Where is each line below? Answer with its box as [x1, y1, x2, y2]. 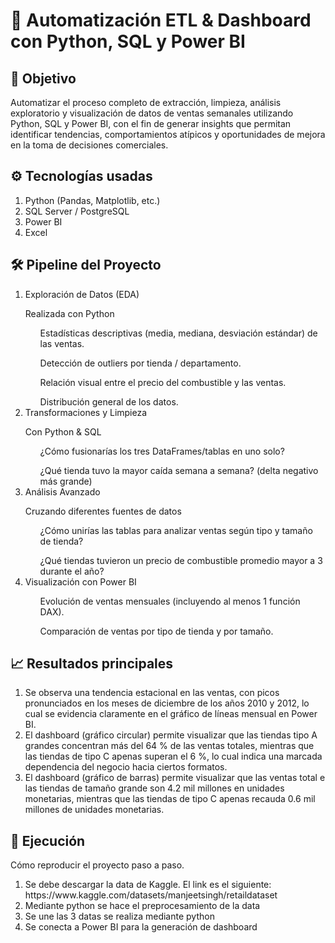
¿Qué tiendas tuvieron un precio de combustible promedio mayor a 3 [39, 554, 323, 566]
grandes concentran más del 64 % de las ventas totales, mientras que [24, 740, 315, 752]
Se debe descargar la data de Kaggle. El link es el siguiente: [24, 879, 272, 891]
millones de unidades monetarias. [24, 804, 165, 816]
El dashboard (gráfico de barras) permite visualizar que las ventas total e [24, 772, 326, 784]
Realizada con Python [24, 307, 115, 319]
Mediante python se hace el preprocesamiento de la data [24, 900, 261, 912]
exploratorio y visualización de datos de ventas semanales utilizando [10, 107, 294, 119]
